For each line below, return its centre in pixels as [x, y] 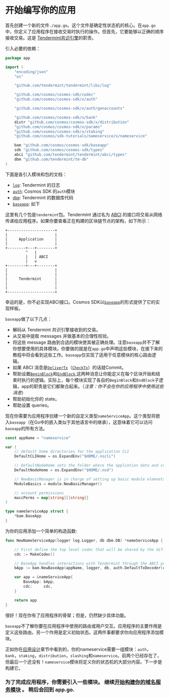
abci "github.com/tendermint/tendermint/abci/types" [71, 155]
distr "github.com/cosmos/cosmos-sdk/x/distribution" [72, 122]
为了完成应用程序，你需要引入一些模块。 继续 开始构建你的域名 [80, 682]
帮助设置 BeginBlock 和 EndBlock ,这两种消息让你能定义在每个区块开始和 [84, 373]
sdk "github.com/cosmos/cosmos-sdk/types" [59, 150]
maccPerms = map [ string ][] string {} [52, 498]
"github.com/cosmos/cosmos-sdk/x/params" [58, 127]
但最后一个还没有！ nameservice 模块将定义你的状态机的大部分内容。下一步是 [84, 662]
